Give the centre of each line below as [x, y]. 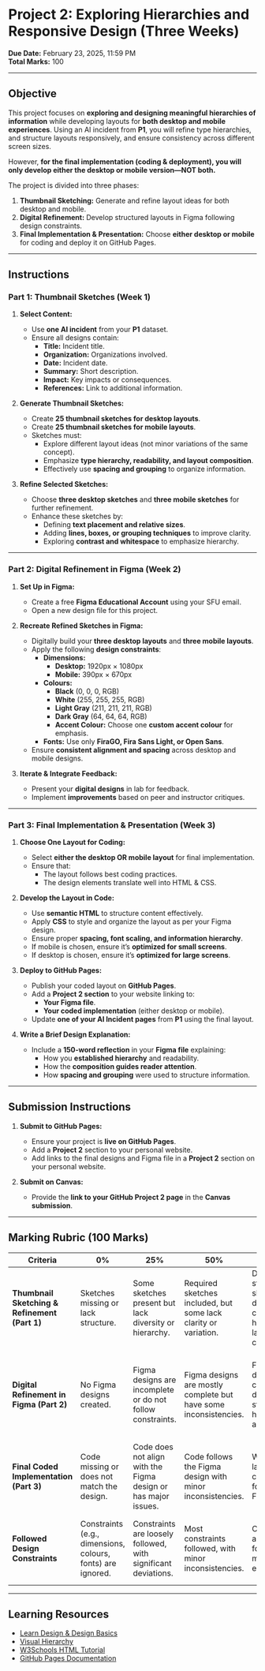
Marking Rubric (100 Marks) [78, 1237]
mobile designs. [57, 758]
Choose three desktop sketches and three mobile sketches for [135, 499]
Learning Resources [58, 1615]
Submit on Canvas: [51, 1182]
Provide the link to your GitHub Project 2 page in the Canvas [131, 1197]
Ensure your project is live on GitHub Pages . [104, 1141]
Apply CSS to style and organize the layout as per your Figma [131, 921]
